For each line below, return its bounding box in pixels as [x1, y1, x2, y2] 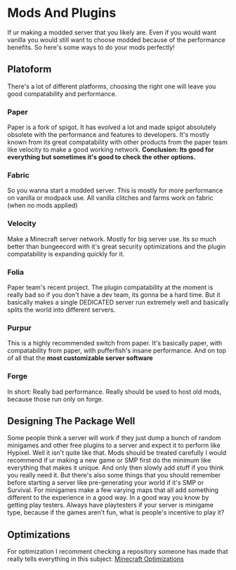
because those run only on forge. [7, 395, 104, 403]
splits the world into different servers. [7, 305, 116, 314]
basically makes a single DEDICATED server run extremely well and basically [7, 298, 229, 306]
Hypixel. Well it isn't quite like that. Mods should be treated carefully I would [7, 449, 227, 457]
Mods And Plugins [7, 5, 117, 21]
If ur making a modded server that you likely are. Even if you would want [7, 28, 216, 37]
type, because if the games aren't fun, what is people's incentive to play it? [7, 508, 225, 517]
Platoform [7, 63, 52, 75]
